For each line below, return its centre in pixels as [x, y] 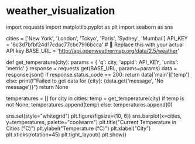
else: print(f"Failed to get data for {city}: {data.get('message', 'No [85, 81]
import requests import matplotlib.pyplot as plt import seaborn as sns [90, 27]
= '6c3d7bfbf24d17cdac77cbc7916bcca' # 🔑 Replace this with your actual [95, 44]
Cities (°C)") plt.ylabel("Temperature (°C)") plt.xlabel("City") [78, 128]
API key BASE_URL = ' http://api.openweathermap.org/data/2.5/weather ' [93, 50]
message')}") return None [37, 87]
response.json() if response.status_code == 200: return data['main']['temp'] [98, 74]
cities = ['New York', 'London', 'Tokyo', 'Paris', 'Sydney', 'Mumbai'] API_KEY [97, 38]
